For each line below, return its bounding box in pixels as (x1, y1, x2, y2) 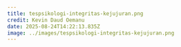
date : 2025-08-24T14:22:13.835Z (7, 23, 100, 30)
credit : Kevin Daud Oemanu (7, 17, 85, 23)
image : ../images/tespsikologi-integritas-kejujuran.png (7, 29, 175, 37)
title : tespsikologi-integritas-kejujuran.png (7, 10, 144, 17)
